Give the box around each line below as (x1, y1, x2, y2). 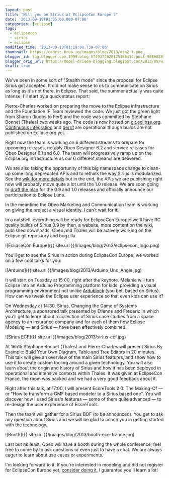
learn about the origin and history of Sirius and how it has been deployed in (5, 365, 161, 371)
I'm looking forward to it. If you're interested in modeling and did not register (5, 462, 163, 468)
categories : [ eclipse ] (5, 21, 53, 27)
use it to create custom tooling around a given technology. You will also (5, 360, 153, 366)
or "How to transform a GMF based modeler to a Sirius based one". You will (5, 391, 161, 397)
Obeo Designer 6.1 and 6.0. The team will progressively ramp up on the (5, 150, 152, 156)
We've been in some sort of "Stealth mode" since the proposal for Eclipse (5, 77, 158, 83)
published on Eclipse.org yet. (5, 130, 65, 136)
